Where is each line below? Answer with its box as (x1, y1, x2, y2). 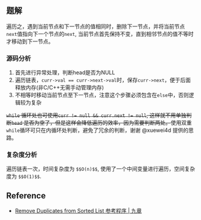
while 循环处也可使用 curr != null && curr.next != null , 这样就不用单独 (6, 111, 187, 119)
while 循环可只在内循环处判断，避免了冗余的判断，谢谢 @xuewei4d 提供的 (6, 126, 189, 134)
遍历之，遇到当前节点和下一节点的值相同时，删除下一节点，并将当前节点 (6, 23, 185, 30)
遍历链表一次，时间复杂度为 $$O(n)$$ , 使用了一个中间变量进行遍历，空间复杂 (6, 165, 196, 173)
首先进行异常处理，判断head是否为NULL (14, 69, 115, 76)
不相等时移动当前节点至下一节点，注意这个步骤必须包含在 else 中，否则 (14, 92, 189, 99)
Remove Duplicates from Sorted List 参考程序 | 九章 (14, 207, 142, 215)
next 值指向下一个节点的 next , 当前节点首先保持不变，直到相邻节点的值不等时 (6, 30, 194, 37)
